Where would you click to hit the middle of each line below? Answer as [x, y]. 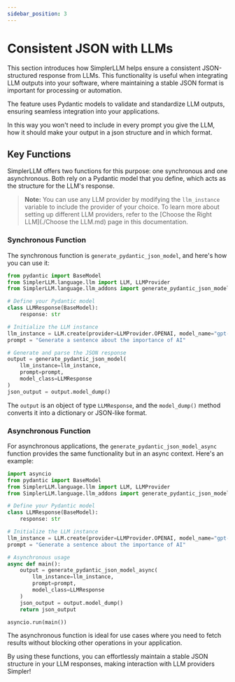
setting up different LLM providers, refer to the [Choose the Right [118, 214]
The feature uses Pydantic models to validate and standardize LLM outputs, [116, 104]
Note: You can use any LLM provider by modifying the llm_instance [122, 200]
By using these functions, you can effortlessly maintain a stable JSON [108, 657]
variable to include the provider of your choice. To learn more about [122, 207]
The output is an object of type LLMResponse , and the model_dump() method [114, 405]
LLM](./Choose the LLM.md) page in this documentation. [106, 222]
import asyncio [29, 474]
